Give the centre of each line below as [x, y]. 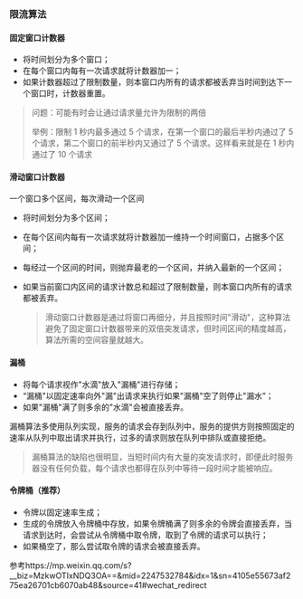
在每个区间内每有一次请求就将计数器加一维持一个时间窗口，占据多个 [149, 237]
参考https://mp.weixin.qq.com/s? [71, 565]
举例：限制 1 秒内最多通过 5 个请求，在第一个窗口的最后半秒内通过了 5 [162, 132]
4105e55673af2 [261, 575]
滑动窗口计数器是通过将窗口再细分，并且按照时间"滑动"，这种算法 [168, 318]
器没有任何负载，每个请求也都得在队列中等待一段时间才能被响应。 [154, 468]
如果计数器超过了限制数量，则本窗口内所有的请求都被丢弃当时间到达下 [153, 82]
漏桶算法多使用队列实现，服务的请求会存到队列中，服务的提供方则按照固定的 [152, 426]
